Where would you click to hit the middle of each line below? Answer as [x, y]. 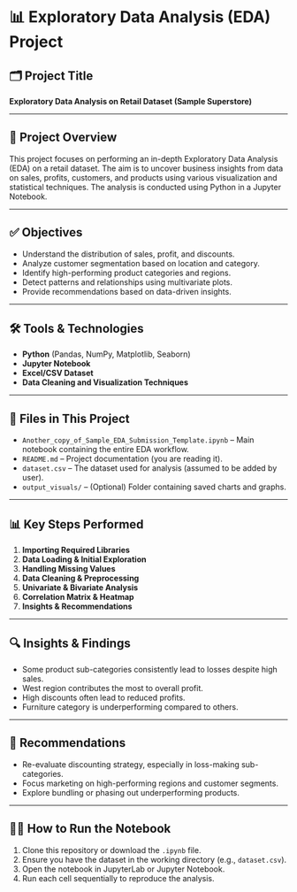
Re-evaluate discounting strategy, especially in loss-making [131, 764]
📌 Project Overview [63, 138]
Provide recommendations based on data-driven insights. [126, 291]
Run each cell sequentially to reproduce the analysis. [118, 878]
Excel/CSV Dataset [58, 373]
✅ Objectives [46, 232]
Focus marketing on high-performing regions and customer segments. [150, 783]
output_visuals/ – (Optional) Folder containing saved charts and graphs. [154, 487]
